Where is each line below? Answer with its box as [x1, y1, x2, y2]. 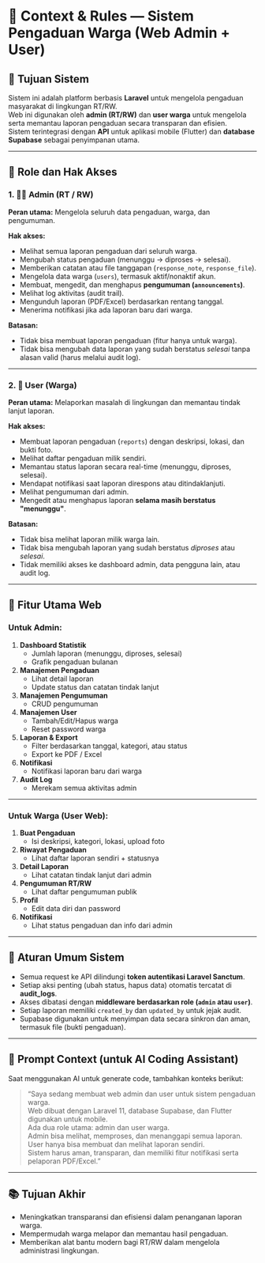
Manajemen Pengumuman [19, 690, 108, 700]
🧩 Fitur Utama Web [8, 599, 103, 612]
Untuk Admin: [8, 622, 62, 633]
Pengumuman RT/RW [19, 878, 92, 888]
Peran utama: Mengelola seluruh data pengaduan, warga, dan [8, 207, 211, 217]
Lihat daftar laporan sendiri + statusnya [31, 853, 159, 863]
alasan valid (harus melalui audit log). [19, 352, 141, 362]
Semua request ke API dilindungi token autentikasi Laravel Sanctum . [19, 972, 245, 981]
